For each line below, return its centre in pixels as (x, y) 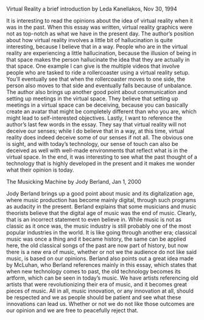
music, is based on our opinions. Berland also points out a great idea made (100, 258)
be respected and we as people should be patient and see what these (94, 297)
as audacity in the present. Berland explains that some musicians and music (101, 206)
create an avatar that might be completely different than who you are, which (101, 111)
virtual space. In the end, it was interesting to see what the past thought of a (102, 157)
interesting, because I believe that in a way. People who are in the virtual (97, 46)
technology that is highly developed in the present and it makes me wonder (101, 163)
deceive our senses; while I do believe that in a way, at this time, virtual (95, 131)
